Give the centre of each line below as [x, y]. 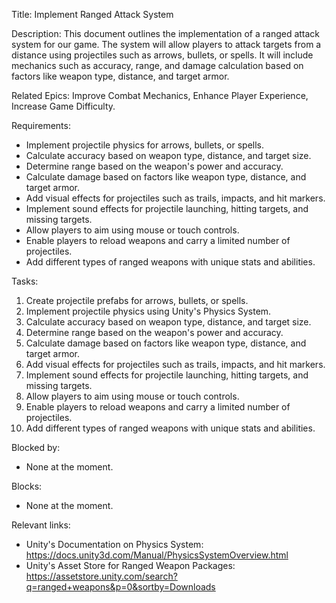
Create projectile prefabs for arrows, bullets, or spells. [137, 300]
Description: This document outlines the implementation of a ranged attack [166, 33]
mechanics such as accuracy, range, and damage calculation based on [157, 65]
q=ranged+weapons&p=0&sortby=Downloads [120, 587]
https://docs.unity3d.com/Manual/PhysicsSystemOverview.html [157, 555]
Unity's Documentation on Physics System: [114, 544]
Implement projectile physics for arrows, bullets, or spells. [145, 145]
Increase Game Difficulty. [63, 106]
